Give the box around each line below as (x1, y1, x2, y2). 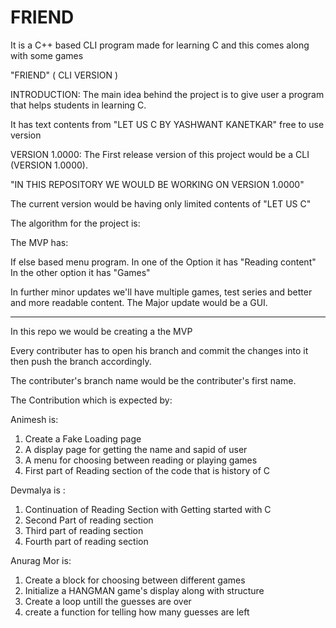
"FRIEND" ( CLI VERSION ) (10, 69, 119, 81)
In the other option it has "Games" (10, 266, 151, 278)
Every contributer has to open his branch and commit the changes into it (10, 344, 309, 356)
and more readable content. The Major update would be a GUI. (10, 296, 268, 308)
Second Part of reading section (24, 514, 154, 526)
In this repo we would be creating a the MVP (10, 325, 193, 337)
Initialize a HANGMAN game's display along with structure (24, 584, 265, 596)
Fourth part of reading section (24, 535, 149, 547)
